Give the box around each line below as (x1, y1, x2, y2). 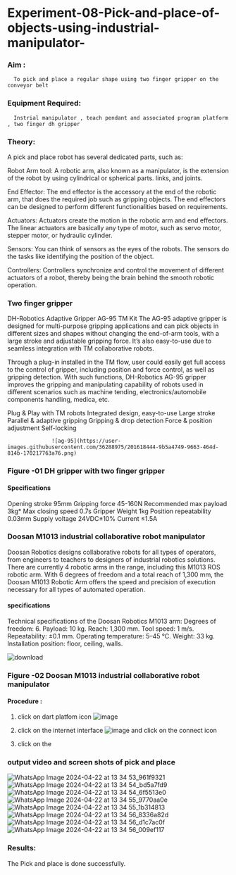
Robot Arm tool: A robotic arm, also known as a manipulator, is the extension (7, 167, 229, 175)
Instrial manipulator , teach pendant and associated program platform (13, 114, 229, 121)
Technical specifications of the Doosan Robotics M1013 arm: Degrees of (7, 617, 216, 625)
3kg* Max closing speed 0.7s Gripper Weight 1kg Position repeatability (7, 507, 211, 515)
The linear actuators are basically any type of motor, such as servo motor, (7, 224, 222, 232)
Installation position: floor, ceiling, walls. (7, 639, 123, 648)
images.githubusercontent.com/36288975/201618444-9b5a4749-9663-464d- (7, 443, 219, 451)
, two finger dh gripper (7, 120, 80, 127)
